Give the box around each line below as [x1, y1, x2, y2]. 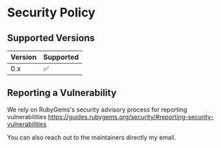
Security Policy [7, 5, 96, 21]
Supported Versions [7, 32, 95, 44]
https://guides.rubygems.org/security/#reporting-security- [47, 112, 214, 121]
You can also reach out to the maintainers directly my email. [7, 133, 176, 141]
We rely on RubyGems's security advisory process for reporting [7, 105, 187, 114]
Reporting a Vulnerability [7, 87, 117, 99]
